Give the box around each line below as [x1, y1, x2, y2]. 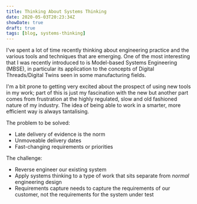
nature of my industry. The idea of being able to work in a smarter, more [6, 102, 181, 109]
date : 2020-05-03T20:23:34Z [6, 14, 75, 20]
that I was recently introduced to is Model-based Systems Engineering [6, 59, 178, 66]
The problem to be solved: [6, 119, 70, 126]
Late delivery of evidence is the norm [14, 131, 106, 138]
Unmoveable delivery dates [14, 137, 81, 144]
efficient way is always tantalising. [6, 108, 90, 115]
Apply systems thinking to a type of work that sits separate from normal [14, 172, 190, 179]
